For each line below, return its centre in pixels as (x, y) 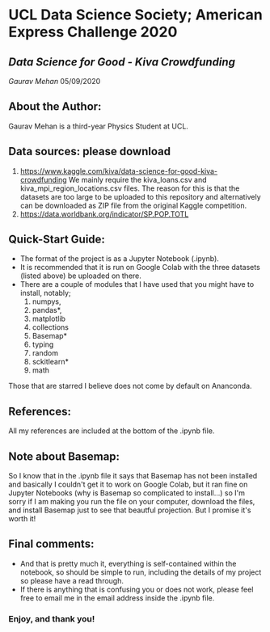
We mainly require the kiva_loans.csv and (137, 179)
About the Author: (55, 107)
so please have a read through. (72, 580)
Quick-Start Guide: (57, 240)
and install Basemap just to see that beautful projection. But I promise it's (130, 510)
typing (43, 344)
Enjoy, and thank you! (52, 618)
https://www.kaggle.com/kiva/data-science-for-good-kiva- (119, 171)
